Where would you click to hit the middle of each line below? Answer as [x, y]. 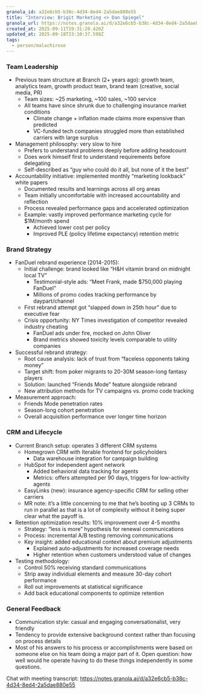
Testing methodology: [42, 561]
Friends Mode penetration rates [63, 404]
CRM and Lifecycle [34, 432]
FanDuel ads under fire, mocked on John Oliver [92, 333]
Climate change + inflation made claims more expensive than [109, 118]
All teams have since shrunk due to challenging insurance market [105, 106]
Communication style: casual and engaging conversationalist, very [98, 622]
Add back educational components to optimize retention [94, 593]
